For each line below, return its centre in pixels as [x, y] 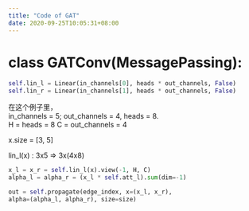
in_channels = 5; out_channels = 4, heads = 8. [84, 116]
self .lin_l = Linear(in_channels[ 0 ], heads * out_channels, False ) [123, 84]
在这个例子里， [33, 107]
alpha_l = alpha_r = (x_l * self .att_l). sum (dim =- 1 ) [97, 178]
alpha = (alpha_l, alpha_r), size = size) [72, 199]
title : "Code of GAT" [44, 16]
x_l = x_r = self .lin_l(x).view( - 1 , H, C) [80, 170]
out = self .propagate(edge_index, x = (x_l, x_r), [90, 192]
